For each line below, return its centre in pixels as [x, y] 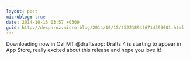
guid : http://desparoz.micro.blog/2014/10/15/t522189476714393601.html [95, 27]
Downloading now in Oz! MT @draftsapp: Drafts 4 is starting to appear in [94, 44]
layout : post [22, 11]
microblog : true [26, 17]
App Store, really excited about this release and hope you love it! [84, 50]
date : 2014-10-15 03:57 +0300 [43, 22]
